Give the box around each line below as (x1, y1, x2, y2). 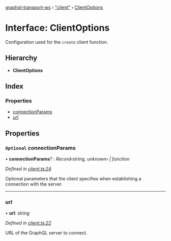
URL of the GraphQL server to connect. (5, 230, 88, 236)
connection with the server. (5, 181, 63, 188)
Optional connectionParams (5, 144, 76, 151)
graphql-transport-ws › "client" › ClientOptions (5, 5, 103, 10)
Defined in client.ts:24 (5, 166, 52, 172)
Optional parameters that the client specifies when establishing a (5, 176, 141, 182)
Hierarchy (5, 53, 38, 63)
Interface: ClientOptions (5, 22, 110, 34)
